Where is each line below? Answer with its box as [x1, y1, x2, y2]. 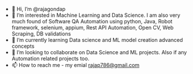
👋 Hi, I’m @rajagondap [11, 6, 66, 12]
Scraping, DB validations [11, 30, 71, 37]
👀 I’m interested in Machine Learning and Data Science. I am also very [11, 12, 181, 19]
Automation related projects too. [11, 55, 89, 62]
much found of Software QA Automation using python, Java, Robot [11, 18, 173, 24]
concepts [11, 43, 35, 50]
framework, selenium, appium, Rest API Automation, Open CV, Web [11, 24, 174, 31]
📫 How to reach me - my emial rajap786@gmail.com [11, 62, 140, 68]
